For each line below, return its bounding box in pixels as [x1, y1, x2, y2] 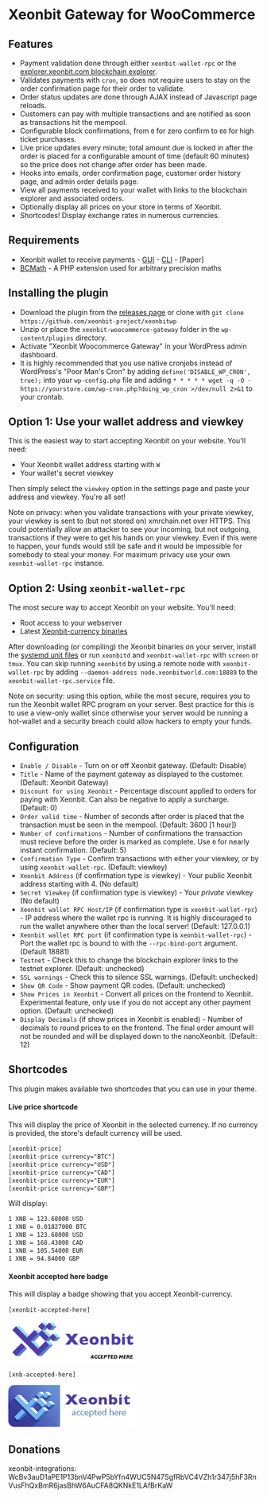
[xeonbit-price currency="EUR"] [8, 1176, 115, 1185]
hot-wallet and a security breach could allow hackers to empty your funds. [8, 716, 253, 726]
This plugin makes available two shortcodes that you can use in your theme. [8, 1084, 257, 1094]
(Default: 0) [19, 803, 58, 813]
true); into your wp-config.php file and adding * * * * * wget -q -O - [19, 375, 252, 384]
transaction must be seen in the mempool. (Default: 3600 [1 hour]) [19, 820, 237, 829]
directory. [75, 333, 107, 342]
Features [8, 37, 53, 51]
